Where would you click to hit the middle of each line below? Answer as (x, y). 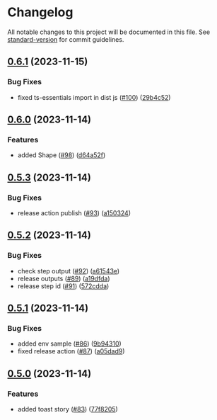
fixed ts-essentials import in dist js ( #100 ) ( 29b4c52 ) (94, 97)
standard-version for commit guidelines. (66, 39)
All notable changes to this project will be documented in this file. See (109, 32)
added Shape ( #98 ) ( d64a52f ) (61, 155)
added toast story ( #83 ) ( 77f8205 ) (68, 409)
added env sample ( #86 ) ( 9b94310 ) (69, 344)
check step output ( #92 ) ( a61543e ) (69, 271)
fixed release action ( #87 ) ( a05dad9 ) (71, 351)
